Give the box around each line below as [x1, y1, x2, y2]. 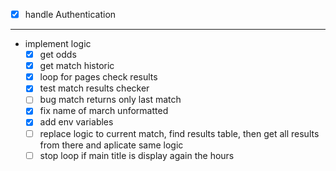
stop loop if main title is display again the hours [39, 149, 235, 161]
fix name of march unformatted [39, 105, 169, 117]
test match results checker [39, 82, 150, 94]
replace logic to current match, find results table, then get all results [39, 127, 320, 139]
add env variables [39, 116, 114, 128]
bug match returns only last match [39, 94, 182, 106]
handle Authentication [24, 9, 117, 20]
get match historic [39, 60, 115, 72]
